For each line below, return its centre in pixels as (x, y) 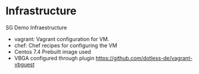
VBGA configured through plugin (54, 58)
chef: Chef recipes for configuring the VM (66, 45)
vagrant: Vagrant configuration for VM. (62, 39)
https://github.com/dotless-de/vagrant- (144, 58)
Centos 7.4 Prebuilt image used (52, 51)
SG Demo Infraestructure (36, 27)
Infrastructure (41, 11)
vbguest (24, 64)
